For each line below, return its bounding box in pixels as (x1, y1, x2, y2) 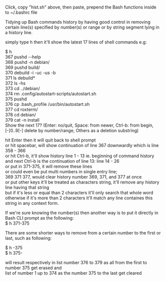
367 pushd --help (5, 54, 41, 60)
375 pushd (5, 96, 27, 102)
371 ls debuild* (5, 75, 36, 81)
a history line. (5, 30, 33, 35)
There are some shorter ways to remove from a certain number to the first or (5, 230, 161, 235)
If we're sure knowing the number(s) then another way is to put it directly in (5, 210, 159, 216)
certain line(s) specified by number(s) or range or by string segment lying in (5, 24, 160, 30)
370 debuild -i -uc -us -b (5, 70, 56, 76)
